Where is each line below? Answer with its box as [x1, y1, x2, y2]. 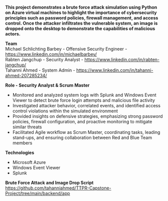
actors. [5, 31, 21, 37]
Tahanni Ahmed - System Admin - [5, 67, 75, 73]
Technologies [5, 150, 35, 155]
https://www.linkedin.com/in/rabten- [84, 57, 159, 62]
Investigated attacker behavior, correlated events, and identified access [12, 103, 160, 108]
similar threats [12, 124, 42, 130]
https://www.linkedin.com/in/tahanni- [76, 67, 153, 73]
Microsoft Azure [12, 159, 46, 165]
